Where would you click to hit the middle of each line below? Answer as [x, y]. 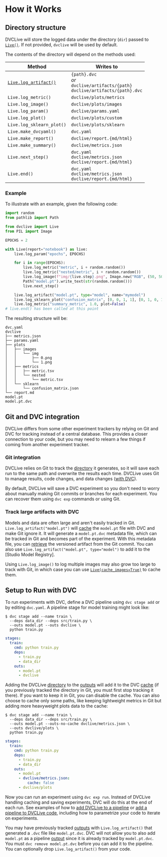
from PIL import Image [29, 231]
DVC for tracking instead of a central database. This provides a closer [77, 434]
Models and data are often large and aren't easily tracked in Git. [70, 523]
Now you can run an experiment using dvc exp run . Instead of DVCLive [78, 797]
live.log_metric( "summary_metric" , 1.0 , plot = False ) [70, 304]
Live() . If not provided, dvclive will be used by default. [62, 45]
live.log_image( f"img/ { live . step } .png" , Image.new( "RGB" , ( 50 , [90, 277]
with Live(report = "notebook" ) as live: [46, 249]
